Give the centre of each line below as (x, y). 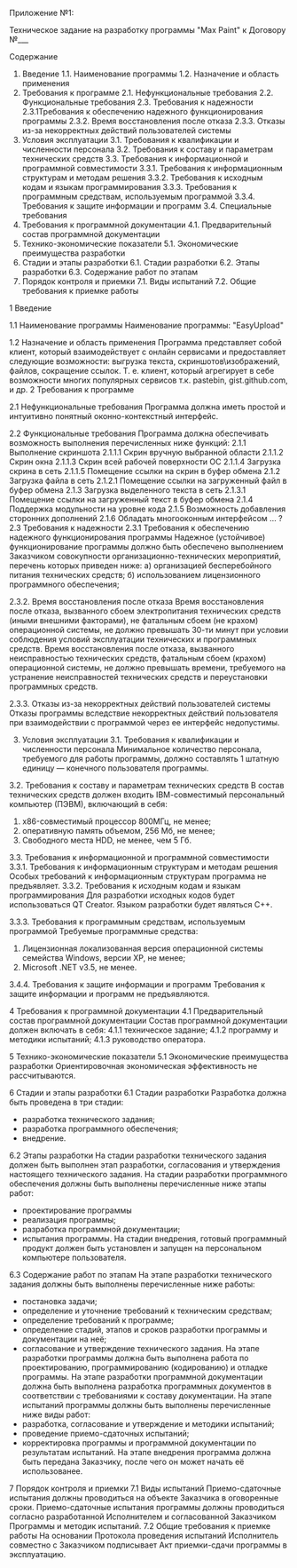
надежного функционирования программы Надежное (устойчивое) (137, 537)
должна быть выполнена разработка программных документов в (147, 1386)
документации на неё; (64, 1339)
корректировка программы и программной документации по (139, 1443)
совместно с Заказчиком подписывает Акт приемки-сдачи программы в (148, 1545)
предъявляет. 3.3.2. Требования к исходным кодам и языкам (125, 886)
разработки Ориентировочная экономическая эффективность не (133, 1066)
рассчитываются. (43, 1075)
